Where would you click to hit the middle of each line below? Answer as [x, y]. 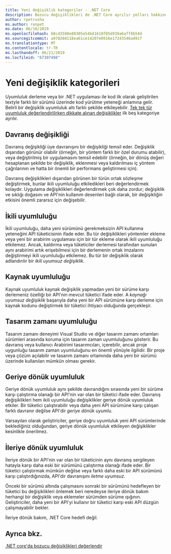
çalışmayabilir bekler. [27, 508]
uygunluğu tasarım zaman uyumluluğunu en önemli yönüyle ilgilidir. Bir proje [85, 350]
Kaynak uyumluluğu [38, 277]
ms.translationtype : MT [31, 43]
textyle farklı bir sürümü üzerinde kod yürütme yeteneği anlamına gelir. [79, 102]
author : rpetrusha [25, 19]
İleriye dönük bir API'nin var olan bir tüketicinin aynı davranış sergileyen [80, 460]
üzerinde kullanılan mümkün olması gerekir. [51, 361]
